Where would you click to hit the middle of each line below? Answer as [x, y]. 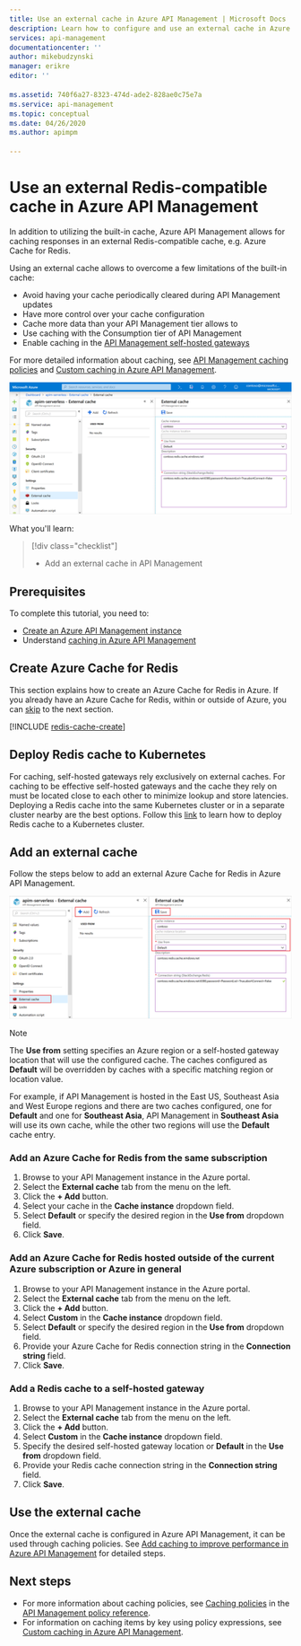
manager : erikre [39, 66]
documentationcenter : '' [56, 48]
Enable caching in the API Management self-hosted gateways [136, 342]
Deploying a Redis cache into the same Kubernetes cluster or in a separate [147, 805]
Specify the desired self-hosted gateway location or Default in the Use [153, 1446]
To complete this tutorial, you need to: [79, 613]
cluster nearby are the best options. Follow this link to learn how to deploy [146, 814]
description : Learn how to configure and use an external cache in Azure [150, 28]
